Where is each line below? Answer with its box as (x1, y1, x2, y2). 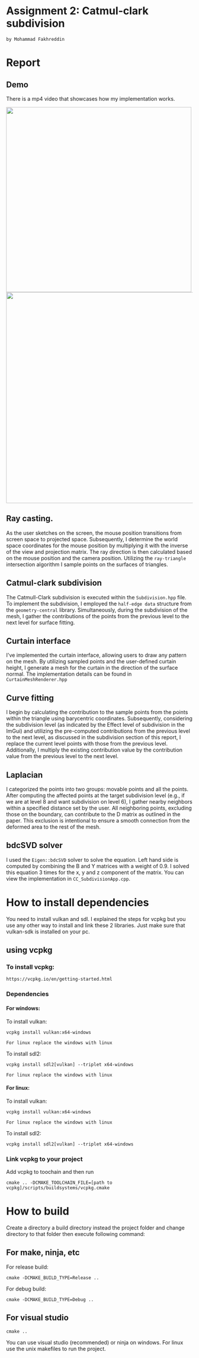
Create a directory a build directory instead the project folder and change (6, 1224, 185, 1231)
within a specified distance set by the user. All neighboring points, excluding (6, 804, 192, 811)
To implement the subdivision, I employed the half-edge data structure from (6, 600, 192, 607)
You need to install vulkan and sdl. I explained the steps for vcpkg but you (6, 915, 186, 922)
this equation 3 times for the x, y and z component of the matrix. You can (6, 869, 185, 876)
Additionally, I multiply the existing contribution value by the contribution (6, 746, 182, 753)
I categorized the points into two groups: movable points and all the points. (6, 786, 188, 792)
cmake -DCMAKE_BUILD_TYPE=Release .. (6, 1274, 99, 1280)
